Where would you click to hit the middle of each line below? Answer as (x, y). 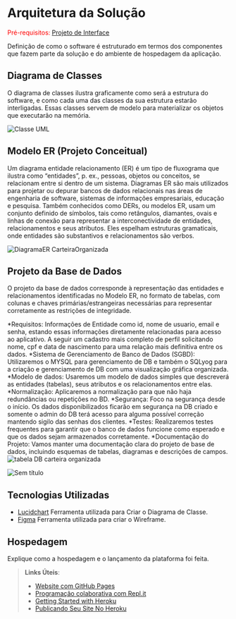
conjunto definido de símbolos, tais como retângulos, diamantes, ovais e (112, 213)
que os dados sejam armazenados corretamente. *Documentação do (108, 437)
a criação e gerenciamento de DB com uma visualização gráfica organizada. (118, 369)
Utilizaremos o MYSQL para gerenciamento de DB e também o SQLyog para (117, 362)
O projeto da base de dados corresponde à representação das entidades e (116, 288)
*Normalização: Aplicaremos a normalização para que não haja (99, 392)
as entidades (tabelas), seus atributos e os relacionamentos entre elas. (110, 384)
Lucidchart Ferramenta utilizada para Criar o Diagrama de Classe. (113, 512)
